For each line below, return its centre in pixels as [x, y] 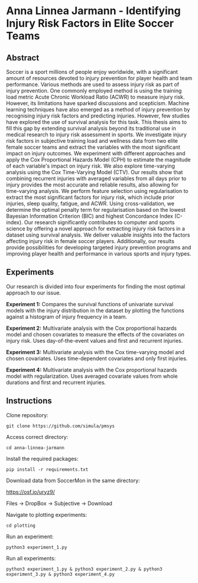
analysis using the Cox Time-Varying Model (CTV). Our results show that [95, 172]
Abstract [23, 58]
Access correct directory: [37, 437]
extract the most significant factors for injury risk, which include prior [90, 197]
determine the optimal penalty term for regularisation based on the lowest [96, 210]
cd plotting [21, 525]
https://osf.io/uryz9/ [30, 492]
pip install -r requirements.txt [47, 469]
